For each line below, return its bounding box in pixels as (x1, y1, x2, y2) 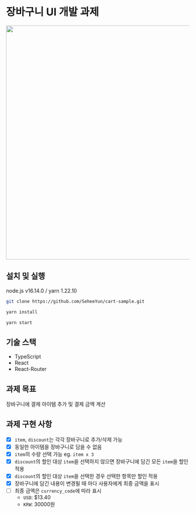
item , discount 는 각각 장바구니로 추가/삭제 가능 (14, 436, 123, 443)
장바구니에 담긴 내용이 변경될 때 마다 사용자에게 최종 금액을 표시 (14, 480, 159, 487)
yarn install (6, 309, 38, 315)
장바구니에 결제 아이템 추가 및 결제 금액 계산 (6, 401, 106, 407)
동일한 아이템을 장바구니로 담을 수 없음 (14, 443, 102, 450)
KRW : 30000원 (23, 501, 55, 508)
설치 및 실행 (6, 271, 45, 281)
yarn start (6, 319, 33, 325)
